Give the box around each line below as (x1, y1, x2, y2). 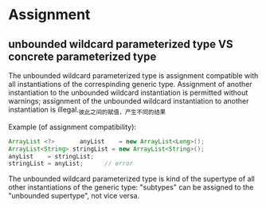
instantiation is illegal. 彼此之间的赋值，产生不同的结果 (8, 105, 166, 116)
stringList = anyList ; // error (8, 159, 134, 168)
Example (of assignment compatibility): (8, 122, 137, 131)
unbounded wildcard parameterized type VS (8, 37, 233, 51)
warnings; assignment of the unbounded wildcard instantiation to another (8, 96, 249, 105)
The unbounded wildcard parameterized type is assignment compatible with (8, 71, 259, 80)
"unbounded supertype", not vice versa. (8, 191, 140, 201)
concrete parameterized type (8, 49, 157, 63)
